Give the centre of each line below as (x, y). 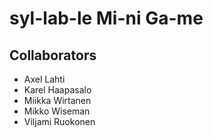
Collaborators (53, 55)
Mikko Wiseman (57, 111)
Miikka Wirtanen (57, 100)
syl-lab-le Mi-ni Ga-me (106, 18)
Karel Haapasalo (57, 90)
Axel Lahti (44, 79)
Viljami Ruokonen (59, 121)
